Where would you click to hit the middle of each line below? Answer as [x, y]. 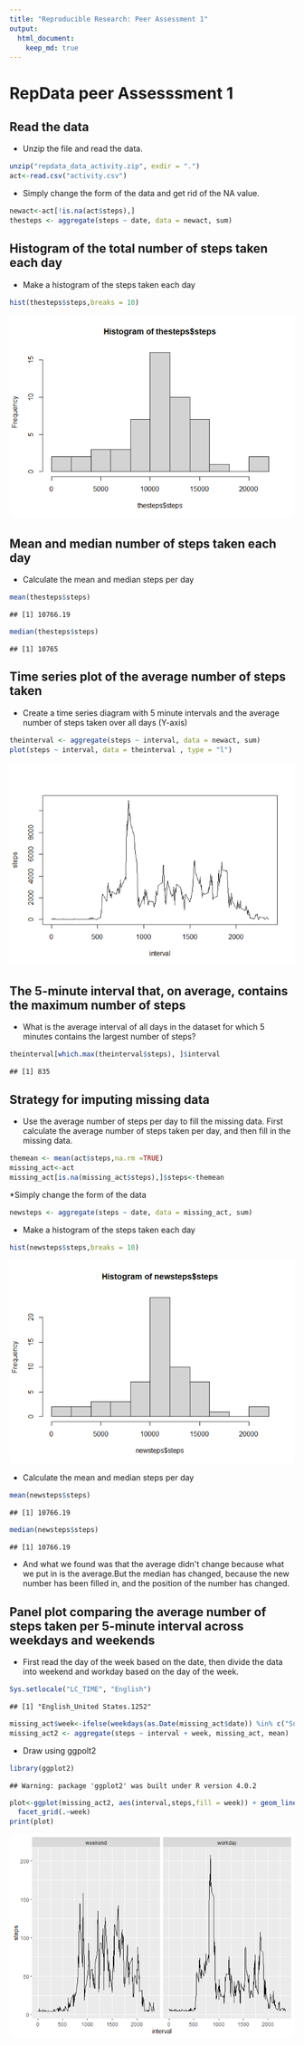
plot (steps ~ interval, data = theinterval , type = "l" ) [121, 750]
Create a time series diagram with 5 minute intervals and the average [151, 713]
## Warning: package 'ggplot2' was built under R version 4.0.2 [133, 1786]
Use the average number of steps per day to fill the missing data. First [152, 1121]
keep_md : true [52, 48]
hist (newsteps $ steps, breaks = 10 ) [75, 1247]
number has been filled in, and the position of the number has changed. [156, 1584]
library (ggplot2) [42, 1768]
